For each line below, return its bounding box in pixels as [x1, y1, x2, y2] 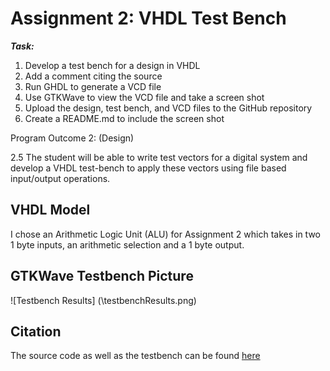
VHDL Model [10, 202, 91, 219]
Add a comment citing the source [24, 70, 163, 82]
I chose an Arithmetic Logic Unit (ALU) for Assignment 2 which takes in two [10, 228, 321, 240]
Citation [10, 323, 62, 340]
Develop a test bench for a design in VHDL [24, 59, 201, 71]
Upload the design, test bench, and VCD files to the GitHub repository [24, 102, 313, 114]
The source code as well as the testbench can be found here [10, 350, 261, 362]
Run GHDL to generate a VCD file [24, 80, 162, 92]
